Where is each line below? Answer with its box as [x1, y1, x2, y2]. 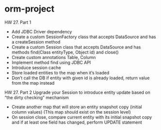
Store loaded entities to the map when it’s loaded [11, 70, 110, 75]
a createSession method [11, 39, 61, 44]
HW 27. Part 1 [4, 19, 32, 25]
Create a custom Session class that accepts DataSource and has [11, 44, 141, 50]
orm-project [4, 3, 54, 14]
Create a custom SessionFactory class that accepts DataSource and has [11, 34, 156, 40]
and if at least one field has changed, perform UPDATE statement [11, 119, 143, 125]
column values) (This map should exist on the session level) [11, 109, 131, 115]
